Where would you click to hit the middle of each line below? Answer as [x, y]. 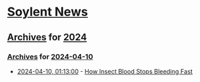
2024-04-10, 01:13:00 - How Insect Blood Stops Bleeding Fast [105, 71]
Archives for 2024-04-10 [50, 57]
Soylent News [47, 12]
